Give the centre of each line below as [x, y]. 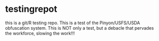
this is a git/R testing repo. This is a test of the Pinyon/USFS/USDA [73, 23]
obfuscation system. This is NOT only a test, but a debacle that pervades [79, 28]
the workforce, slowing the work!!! [40, 33]
